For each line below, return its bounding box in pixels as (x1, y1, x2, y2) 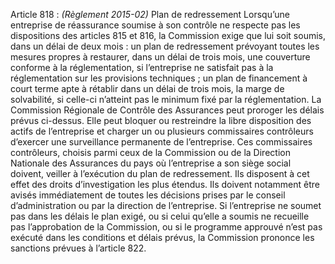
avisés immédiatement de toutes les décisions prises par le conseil (10, 189, 286, 201)
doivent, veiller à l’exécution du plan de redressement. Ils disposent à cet (10, 168, 310, 179)
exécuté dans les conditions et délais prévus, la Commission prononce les (10, 232, 315, 243)
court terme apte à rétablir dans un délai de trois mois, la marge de (10, 83, 285, 94)
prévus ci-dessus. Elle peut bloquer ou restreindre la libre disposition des (10, 115, 312, 126)
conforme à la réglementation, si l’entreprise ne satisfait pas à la (10, 62, 274, 73)
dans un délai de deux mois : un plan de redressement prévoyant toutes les (10, 40, 320, 52)
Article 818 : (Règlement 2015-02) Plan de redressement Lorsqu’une (10, 9, 290, 20)
